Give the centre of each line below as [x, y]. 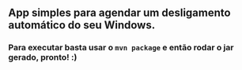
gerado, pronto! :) [43, 57]
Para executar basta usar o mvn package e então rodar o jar [121, 48]
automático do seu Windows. [82, 26]
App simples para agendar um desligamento [119, 13]
